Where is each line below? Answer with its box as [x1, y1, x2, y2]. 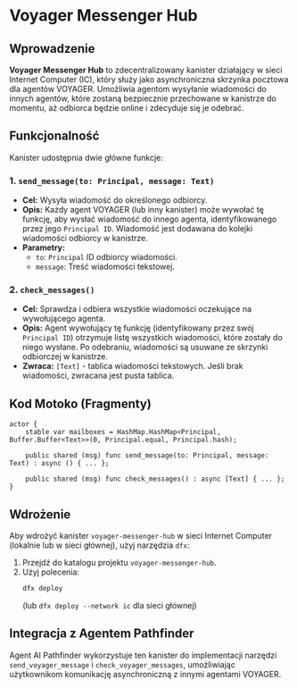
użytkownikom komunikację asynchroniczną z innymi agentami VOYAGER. [9, 668, 282, 679]
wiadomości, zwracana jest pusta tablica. [21, 370, 175, 381]
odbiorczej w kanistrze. [21, 351, 109, 362]
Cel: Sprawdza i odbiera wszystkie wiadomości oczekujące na [21, 304, 252, 315]
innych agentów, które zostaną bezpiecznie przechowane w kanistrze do [9, 93, 276, 104]
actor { [9, 420, 38, 429]
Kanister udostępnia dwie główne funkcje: [9, 152, 163, 163]
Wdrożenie [9, 507, 71, 522]
